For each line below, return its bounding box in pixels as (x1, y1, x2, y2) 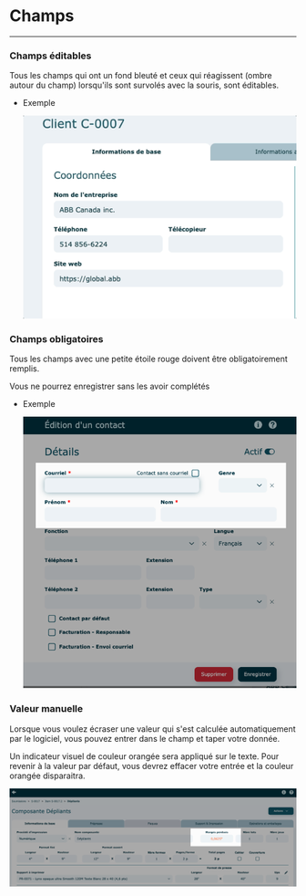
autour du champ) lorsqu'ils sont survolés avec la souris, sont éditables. (9, 79, 280, 91)
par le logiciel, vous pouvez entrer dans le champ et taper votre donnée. (9, 733, 280, 744)
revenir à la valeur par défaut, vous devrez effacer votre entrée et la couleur (9, 760, 294, 771)
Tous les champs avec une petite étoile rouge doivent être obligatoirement (9, 353, 289, 365)
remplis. (9, 363, 40, 374)
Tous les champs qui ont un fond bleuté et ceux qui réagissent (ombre (9, 70, 273, 81)
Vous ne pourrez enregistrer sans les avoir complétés (9, 380, 210, 392)
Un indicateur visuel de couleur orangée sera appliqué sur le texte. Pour (9, 750, 280, 762)
